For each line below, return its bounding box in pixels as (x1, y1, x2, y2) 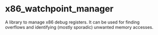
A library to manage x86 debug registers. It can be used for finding (5, 19, 140, 25)
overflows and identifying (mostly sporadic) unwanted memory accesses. (5, 24, 154, 30)
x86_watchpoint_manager (5, 3, 114, 14)
